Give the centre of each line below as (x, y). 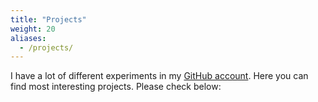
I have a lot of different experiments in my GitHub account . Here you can (159, 76)
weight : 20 (33, 29)
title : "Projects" (48, 19)
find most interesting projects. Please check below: (116, 87)
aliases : (28, 38)
